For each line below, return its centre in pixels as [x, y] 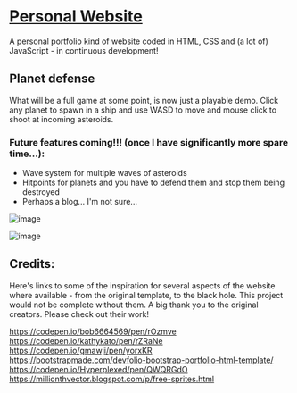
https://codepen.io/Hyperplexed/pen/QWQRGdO [99, 369]
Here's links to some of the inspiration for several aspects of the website [142, 285]
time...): [27, 154]
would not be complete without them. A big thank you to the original [134, 305]
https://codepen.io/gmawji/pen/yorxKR [81, 350]
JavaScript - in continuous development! [84, 50]
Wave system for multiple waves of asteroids [104, 173]
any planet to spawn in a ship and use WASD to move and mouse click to [143, 110]
